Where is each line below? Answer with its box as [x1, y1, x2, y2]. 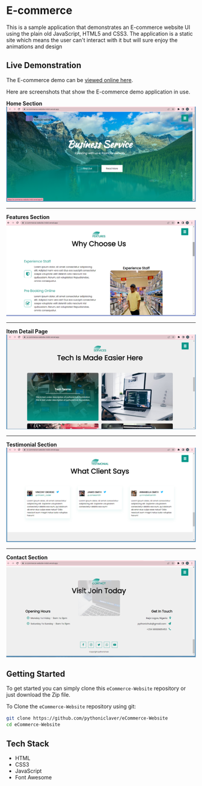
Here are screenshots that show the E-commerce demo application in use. [6, 88, 191, 95]
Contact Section [6, 554, 48, 561]
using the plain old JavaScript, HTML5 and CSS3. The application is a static [6, 30, 194, 37]
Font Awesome [14, 774, 52, 781]
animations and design [6, 43, 63, 50]
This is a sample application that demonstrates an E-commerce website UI [6, 24, 191, 31]
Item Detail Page [6, 328, 48, 335]
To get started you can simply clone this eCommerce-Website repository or [6, 685, 186, 692]
